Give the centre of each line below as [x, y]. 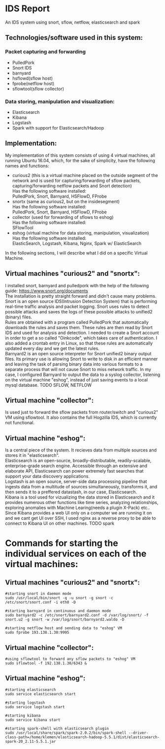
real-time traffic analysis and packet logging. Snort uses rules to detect [77, 306]
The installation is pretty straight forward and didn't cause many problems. [81, 296]
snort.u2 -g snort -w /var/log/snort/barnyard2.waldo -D [65, 620]
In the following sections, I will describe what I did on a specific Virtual [76, 253]
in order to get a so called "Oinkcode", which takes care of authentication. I [81, 338]
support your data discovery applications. [47, 477]
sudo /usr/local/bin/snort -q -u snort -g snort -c [59, 598]
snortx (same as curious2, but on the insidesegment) [66, 201]
